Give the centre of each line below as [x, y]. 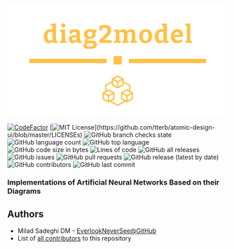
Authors [26, 214]
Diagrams [24, 191]
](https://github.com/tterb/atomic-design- [155, 127]
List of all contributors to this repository [74, 238]
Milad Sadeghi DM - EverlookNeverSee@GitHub [87, 231]
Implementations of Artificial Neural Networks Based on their [113, 182]
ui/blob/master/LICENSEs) [45, 135]
